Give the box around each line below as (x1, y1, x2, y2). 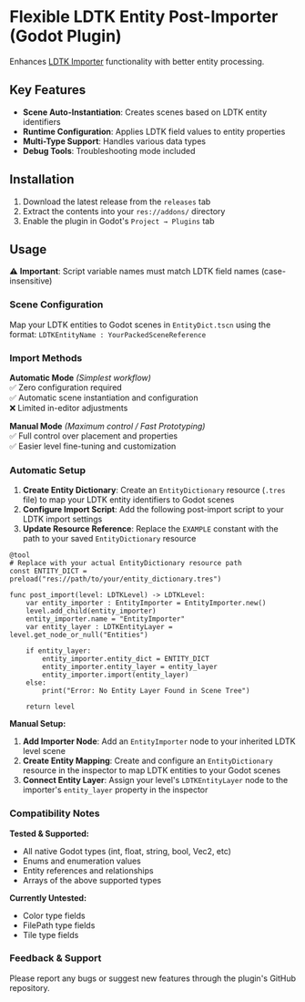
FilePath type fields (22, 919, 96, 931)
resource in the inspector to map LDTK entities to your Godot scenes (22, 765, 280, 776)
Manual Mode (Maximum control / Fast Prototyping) (9, 420, 206, 431)
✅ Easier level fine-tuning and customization (9, 440, 177, 451)
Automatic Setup (9, 463, 86, 476)
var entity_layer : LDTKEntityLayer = (25, 623, 173, 632)
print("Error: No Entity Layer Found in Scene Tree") (42, 687, 250, 696)
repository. (9, 982, 50, 993)
